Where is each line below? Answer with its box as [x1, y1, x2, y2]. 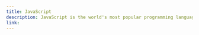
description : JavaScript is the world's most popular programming [6, 14, 174, 20]
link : [6, 20, 20, 26]
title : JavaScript [6, 8, 52, 15]
